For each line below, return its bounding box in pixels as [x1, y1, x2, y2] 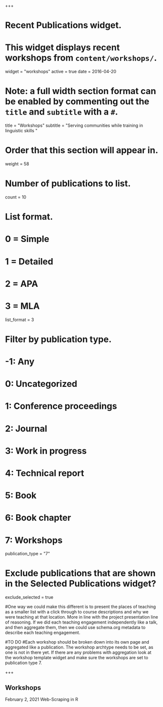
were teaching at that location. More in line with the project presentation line [5, 614, 159, 620]
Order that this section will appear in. [5, 145, 159, 156]
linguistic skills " [5, 128, 38, 134]
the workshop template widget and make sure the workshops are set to [5, 655, 148, 661]
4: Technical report [5, 467, 84, 479]
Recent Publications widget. [5, 20, 122, 31]
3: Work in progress [5, 445, 87, 456]
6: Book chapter [5, 512, 71, 524]
